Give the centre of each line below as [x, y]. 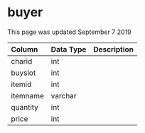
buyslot [23, 73]
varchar [64, 96]
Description [113, 49]
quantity [25, 107]
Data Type [69, 49]
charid [22, 61]
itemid [21, 84]
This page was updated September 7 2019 [69, 32]
